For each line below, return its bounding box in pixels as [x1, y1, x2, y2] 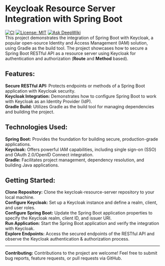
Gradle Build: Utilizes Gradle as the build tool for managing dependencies [5, 103, 155, 109]
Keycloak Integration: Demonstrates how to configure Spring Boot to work [5, 93, 157, 99]
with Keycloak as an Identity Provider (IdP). [5, 98, 92, 104]
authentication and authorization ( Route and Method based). [5, 55, 129, 61]
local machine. [5, 194, 35, 200]
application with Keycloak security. [5, 88, 76, 94]
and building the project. [5, 109, 55, 115]
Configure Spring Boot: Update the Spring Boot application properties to [5, 210, 153, 216]
